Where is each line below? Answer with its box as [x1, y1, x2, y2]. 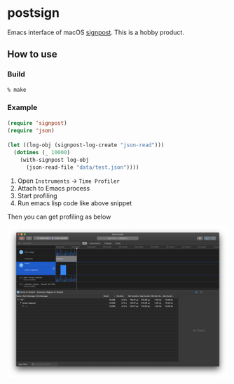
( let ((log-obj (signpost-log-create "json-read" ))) [7, 142, 165, 149]
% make [7, 86, 27, 93]
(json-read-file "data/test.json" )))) [25, 164, 139, 171]
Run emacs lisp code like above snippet [17, 198, 132, 207]
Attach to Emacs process [17, 184, 90, 192]
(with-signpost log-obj [20, 156, 90, 164]
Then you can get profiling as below [7, 212, 111, 221]
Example [7, 103, 38, 113]
